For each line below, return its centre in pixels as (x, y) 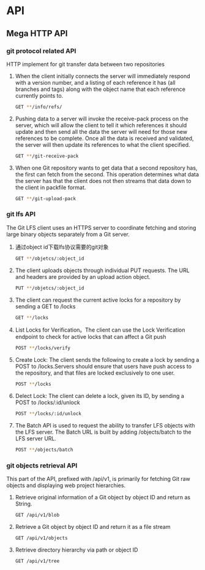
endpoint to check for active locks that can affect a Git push (91, 337)
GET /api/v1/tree (37, 561)
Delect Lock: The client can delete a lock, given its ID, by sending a (100, 396)
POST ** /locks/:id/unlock (48, 414)
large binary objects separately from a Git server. (68, 234)
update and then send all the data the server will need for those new (101, 131)
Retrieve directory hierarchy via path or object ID (76, 550)
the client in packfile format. (50, 187)
